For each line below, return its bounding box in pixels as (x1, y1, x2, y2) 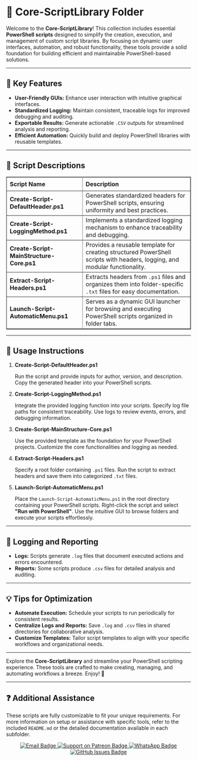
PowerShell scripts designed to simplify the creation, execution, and (6, 31, 172, 38)
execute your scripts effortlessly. (14, 514, 94, 521)
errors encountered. (14, 559, 63, 566)
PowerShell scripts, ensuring (86, 198, 165, 207)
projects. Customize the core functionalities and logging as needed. (14, 444, 179, 451)
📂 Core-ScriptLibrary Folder (6, 5, 144, 19)
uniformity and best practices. (86, 206, 168, 214)
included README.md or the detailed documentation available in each (6, 724, 168, 732)
